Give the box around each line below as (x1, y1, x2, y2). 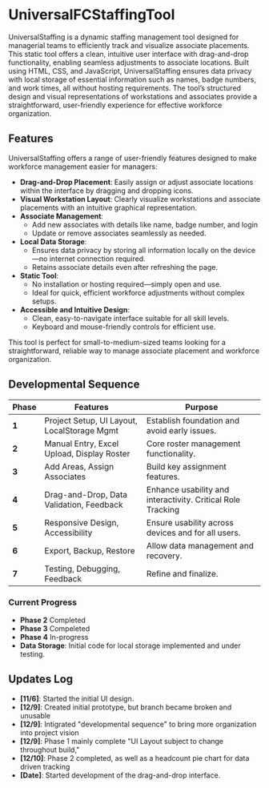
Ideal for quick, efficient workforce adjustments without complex (31, 287, 246, 297)
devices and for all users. (147, 527, 241, 538)
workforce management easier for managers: (8, 162, 158, 171)
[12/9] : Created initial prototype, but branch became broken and (19, 702, 232, 712)
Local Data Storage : (19, 236, 87, 246)
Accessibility (44, 527, 93, 538)
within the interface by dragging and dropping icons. (19, 186, 194, 195)
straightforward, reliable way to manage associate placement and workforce (8, 346, 260, 356)
